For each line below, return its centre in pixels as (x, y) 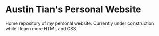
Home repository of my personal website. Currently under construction (80, 23)
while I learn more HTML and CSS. (42, 28)
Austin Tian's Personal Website (73, 9)
